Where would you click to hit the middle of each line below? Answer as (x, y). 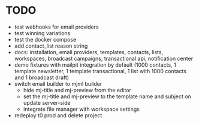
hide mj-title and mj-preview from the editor (77, 90)
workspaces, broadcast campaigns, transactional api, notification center (103, 58)
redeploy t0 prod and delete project (58, 115)
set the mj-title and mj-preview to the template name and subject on (107, 96)
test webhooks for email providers (57, 27)
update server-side (47, 102)
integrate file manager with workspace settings (82, 109)
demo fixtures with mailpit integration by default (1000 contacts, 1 (95, 65)
